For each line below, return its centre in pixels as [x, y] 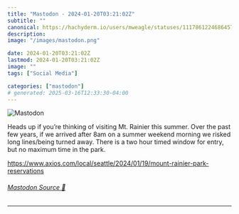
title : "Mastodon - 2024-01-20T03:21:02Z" [71, 14]
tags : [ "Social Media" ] [43, 73]
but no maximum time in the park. [57, 150]
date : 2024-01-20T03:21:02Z [49, 53]
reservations [26, 171]
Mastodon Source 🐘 [37, 187]
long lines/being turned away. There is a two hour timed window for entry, [116, 142]
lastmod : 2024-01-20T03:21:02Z [54, 60]
